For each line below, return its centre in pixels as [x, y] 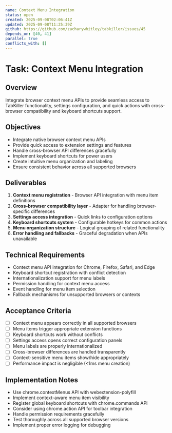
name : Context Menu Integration [40, 10]
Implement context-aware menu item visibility [61, 398]
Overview [21, 88]
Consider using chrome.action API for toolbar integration [72, 409]
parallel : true [22, 39]
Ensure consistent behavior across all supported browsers [74, 167]
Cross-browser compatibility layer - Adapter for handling [74, 206]
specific [21, 211]
